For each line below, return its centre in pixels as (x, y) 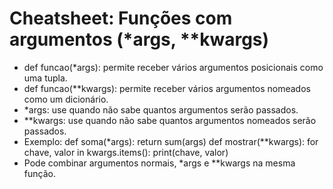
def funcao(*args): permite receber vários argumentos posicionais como (173, 67)
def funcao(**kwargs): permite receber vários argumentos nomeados (167, 88)
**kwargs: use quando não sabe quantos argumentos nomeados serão (170, 120)
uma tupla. (45, 78)
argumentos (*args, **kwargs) (139, 39)
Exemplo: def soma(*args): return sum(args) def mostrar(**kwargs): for (171, 141)
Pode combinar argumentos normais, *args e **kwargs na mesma (159, 163)
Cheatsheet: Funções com (121, 18)
